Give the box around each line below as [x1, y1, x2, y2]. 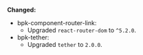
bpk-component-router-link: [16, 19, 97, 26]
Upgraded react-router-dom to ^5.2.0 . [27, 26, 136, 34]
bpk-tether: [16, 33, 49, 41]
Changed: [7, 6, 36, 14]
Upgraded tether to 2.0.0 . [27, 41, 103, 48]
